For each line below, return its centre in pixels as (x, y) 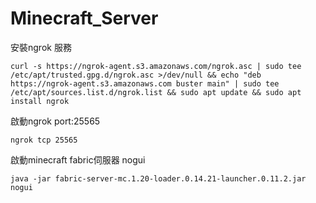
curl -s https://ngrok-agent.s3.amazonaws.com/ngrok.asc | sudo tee (156, 66)
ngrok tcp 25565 (44, 140)
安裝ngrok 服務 (41, 47)
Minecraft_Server (84, 18)
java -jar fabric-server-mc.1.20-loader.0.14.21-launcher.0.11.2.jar (158, 178)
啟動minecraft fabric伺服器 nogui (78, 159)
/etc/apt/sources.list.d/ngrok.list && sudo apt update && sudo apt (156, 92)
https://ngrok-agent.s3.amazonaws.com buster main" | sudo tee (145, 83)
